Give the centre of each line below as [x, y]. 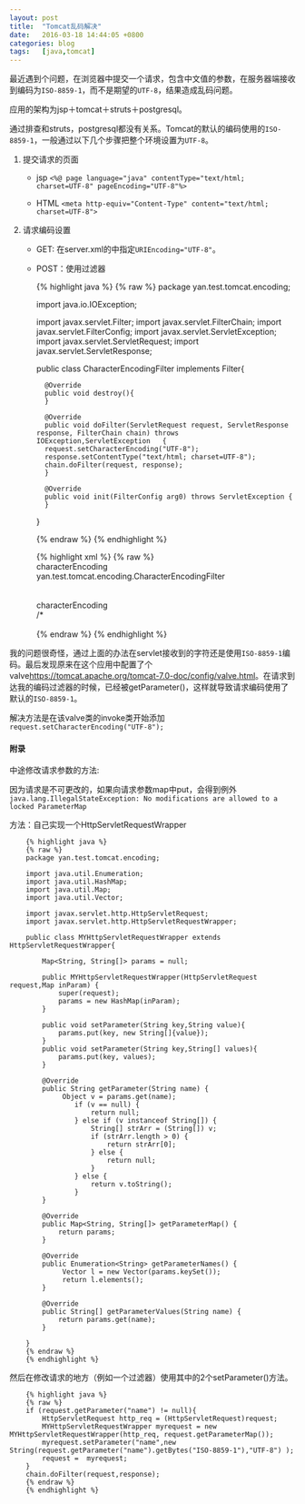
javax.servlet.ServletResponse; [94, 351]
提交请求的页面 [50, 159]
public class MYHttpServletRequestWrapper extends [123, 938]
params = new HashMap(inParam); [119, 1002]
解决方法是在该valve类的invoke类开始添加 [87, 718]
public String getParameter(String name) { [125, 1089]
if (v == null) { [107, 1105]
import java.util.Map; [69, 890]
